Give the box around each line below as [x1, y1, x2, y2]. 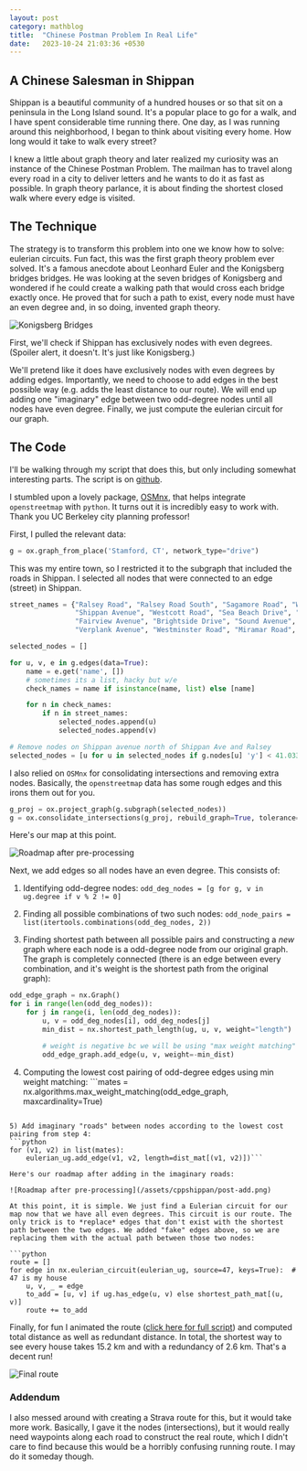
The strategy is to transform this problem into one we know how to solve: [9, 243, 285, 254]
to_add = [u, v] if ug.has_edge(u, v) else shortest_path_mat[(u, [26, 1289, 284, 1299]
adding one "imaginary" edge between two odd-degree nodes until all [9, 393, 273, 404]
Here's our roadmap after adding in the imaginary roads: [9, 1169, 235, 1178]
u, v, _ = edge [26, 1282, 84, 1291]
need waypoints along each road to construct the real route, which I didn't [9, 1431, 289, 1442]
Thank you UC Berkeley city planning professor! [9, 510, 190, 521]
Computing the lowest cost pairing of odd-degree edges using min [22, 1067, 274, 1078]
